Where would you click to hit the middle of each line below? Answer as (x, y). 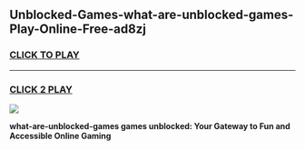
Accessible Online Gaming (60, 135)
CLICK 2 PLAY (41, 89)
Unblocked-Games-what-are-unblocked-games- (152, 15)
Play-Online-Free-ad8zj (78, 30)
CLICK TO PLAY (44, 55)
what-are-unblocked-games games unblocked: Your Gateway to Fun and (150, 125)
